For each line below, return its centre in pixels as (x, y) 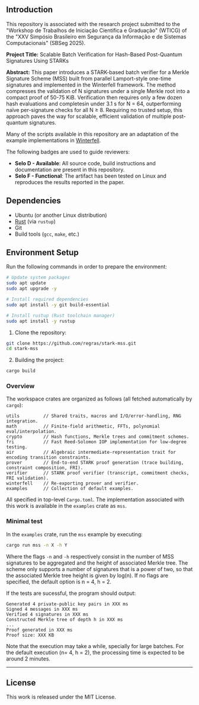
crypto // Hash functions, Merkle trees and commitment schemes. (98, 437)
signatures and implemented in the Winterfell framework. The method (91, 85)
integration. (22, 421)
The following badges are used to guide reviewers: (68, 152)
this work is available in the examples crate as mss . (67, 506)
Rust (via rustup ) (35, 221)
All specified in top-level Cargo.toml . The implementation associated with (95, 499)
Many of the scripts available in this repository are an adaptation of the (92, 134)
